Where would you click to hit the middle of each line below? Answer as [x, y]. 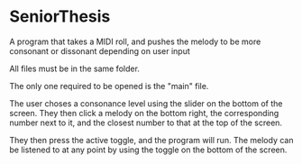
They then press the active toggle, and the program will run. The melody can [151, 140]
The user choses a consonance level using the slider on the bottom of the [146, 103]
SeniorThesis [60, 17]
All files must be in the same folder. [74, 68]
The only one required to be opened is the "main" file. [109, 86]
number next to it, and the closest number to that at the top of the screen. [146, 123]
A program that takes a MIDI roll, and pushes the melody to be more [135, 41]
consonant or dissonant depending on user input [100, 50]
